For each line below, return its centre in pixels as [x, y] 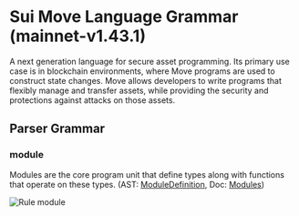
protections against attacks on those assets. [93, 100]
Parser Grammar [57, 129]
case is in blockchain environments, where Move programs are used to [142, 71]
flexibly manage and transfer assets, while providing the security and [139, 90]
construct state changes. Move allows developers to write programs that [146, 80]
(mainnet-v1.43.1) [77, 36]
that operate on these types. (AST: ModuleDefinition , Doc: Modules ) [137, 184]
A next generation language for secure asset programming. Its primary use [149, 61]
